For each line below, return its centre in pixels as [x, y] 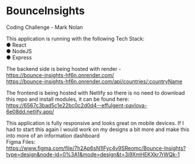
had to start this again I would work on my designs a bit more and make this [98, 129]
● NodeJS [19, 51]
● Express [19, 57]
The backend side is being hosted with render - [64, 68]
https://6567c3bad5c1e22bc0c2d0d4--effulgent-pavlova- [77, 105]
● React [16, 45]
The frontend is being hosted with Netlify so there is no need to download [96, 93]
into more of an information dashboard [53, 135]
